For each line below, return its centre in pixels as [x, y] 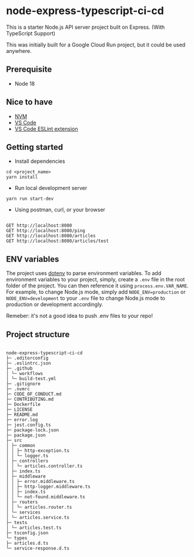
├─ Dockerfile [24, 404]
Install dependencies [40, 161]
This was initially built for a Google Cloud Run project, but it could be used [96, 45]
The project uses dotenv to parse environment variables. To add [84, 273]
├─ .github [19, 368]
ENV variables [33, 259]
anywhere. [19, 51]
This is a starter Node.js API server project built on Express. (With [86, 27]
